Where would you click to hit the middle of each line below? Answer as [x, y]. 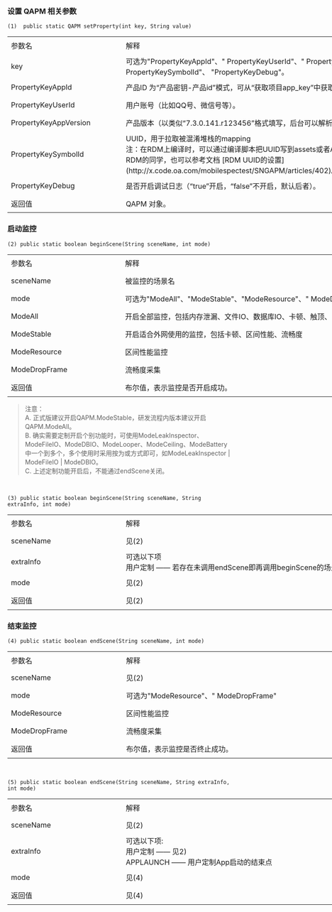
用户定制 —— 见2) [156, 852]
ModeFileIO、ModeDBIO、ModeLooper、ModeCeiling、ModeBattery [126, 444]
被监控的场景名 [150, 281]
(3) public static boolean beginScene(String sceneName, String [104, 498]
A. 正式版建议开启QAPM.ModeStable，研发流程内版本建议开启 [116, 418]
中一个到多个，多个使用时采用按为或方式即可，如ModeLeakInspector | [127, 453]
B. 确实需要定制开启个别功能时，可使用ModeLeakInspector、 [114, 435]
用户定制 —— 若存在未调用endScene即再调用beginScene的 [225, 568]
